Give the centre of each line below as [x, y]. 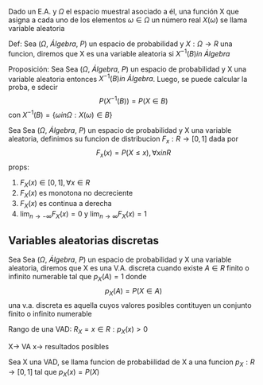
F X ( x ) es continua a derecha [66, 204]
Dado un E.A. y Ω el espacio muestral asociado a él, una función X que [124, 12]
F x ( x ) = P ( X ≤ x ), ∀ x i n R [133, 154]
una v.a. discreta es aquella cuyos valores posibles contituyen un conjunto [130, 305]
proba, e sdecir [33, 87]
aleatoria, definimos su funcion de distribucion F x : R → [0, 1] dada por [123, 140]
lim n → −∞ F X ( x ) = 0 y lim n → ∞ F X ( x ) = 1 [83, 214]
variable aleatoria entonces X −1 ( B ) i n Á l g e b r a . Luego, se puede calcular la [128, 78]
